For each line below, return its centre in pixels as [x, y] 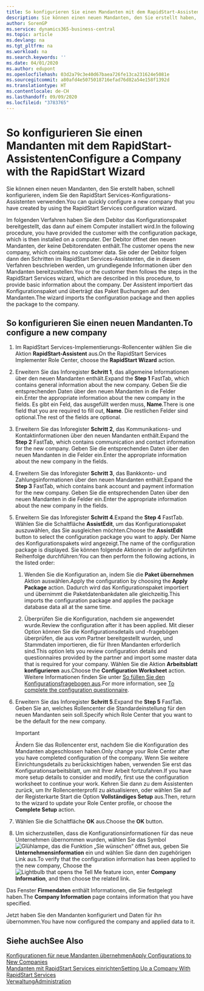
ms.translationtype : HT [36, 86]
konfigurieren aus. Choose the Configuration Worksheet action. [105, 670]
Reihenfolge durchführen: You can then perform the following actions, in [105, 556]
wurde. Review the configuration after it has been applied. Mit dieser [109, 625]
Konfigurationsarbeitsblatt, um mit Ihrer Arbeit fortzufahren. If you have [103, 771]
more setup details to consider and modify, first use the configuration [102, 777]
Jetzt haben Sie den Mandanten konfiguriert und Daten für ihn [84, 915]
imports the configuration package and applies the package [99, 600]
